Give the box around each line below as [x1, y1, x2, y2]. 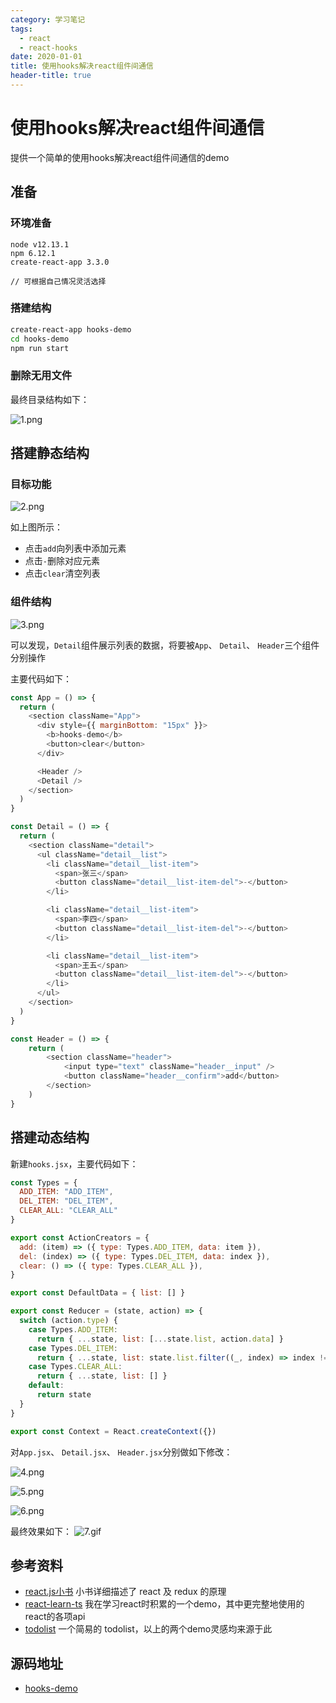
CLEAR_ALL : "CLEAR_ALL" [19, 1206, 118, 1216]
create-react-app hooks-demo [10, 324, 132, 335]
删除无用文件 [10, 369, 73, 383]
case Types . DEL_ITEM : [28, 1343, 118, 1353]
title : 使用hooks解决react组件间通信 [10, 61, 154, 71]
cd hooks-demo [10, 334, 70, 344]
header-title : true [10, 71, 92, 81]
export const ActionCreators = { [10, 1232, 150, 1243]
